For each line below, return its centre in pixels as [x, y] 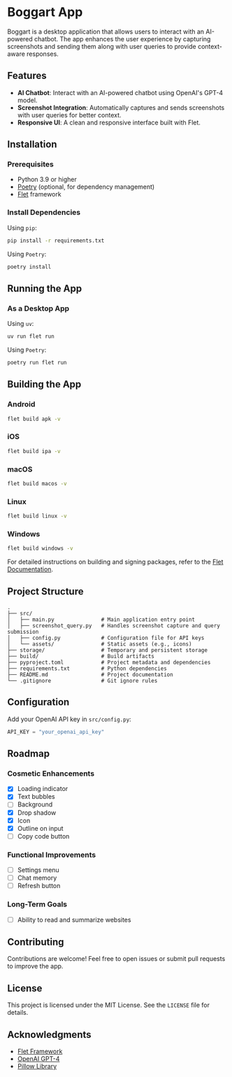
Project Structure [45, 591]
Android [21, 404]
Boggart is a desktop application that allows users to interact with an [106, 31]
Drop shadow [37, 813]
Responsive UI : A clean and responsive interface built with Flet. [109, 122]
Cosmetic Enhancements [51, 773]
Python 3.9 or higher [47, 180]
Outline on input [41, 828]
